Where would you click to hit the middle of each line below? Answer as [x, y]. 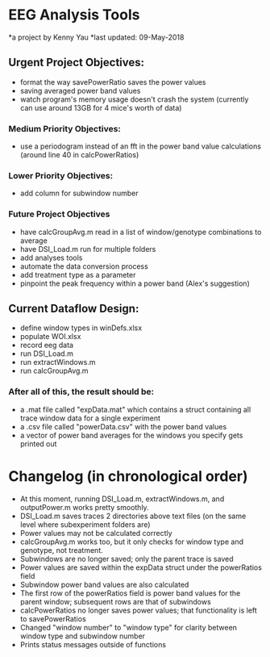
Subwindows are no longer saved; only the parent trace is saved [127, 559]
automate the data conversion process [84, 266]
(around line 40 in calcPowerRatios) [79, 155]
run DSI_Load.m [47, 354]
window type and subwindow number [83, 636]
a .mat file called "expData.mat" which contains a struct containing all [135, 409]
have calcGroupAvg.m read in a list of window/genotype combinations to [141, 232]
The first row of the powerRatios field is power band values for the [130, 593]
